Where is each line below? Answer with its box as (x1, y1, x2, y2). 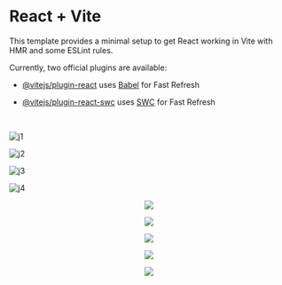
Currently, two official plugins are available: (9, 62, 168, 73)
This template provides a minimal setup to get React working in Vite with (9, 36, 273, 46)
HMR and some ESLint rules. (9, 44, 114, 55)
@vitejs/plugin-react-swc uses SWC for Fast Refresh (21, 96, 215, 107)
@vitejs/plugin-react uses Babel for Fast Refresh (21, 79, 200, 90)
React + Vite (9, 6, 102, 27)
